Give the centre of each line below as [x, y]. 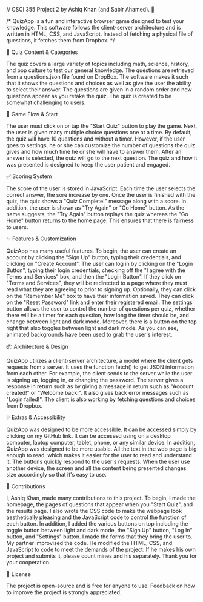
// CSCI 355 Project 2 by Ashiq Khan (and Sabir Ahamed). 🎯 [81, 9]
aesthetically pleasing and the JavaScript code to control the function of [96, 517]
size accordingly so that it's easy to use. [57, 475]
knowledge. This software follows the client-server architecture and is [94, 28]
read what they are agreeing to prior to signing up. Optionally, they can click [101, 289]
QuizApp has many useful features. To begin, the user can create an [92, 251]
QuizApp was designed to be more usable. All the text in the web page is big [101, 449]
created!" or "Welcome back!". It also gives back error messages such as [98, 393]
